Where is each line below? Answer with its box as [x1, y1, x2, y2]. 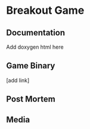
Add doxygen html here [6, 43, 64, 50]
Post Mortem [6, 94, 55, 104]
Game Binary [6, 61, 55, 71]
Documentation [6, 28, 66, 38]
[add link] [6, 76, 30, 84]
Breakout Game [6, 4, 85, 17]
